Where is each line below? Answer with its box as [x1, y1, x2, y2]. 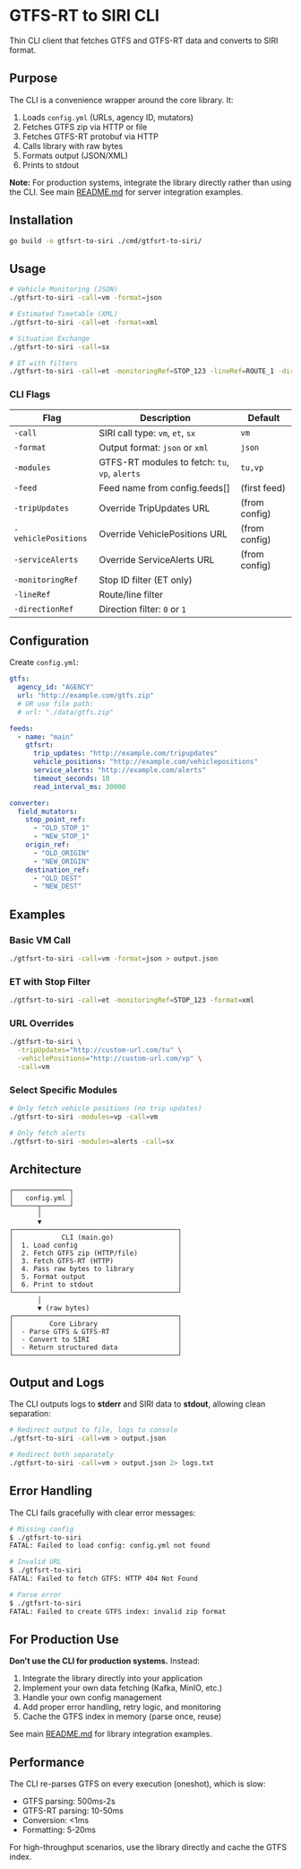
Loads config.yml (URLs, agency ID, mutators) [21, 111, 194, 122]
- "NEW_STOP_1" [32, 832, 90, 841]
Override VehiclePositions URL [98, 527, 228, 540]
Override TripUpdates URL [98, 502, 211, 514]
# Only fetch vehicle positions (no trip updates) [9, 1104, 202, 1113]
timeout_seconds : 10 [32, 774, 110, 783]
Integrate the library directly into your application [21, 1673, 203, 1684]
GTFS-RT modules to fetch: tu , [98, 455, 230, 468]
